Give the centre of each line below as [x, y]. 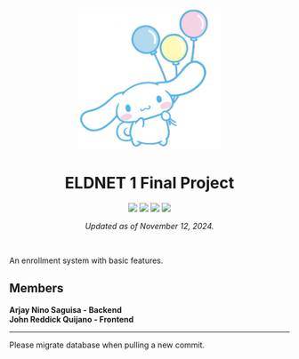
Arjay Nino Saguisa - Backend [65, 309]
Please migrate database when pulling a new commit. [107, 345]
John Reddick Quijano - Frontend [72, 319]
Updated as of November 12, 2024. [149, 226]
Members [36, 288]
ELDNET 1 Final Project [149, 183]
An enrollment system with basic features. [86, 260]
